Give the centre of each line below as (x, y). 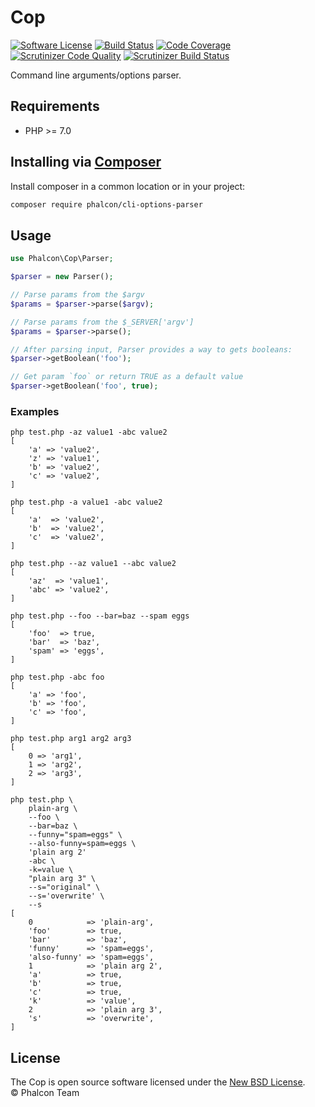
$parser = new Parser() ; (62, 277)
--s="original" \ (64, 887)
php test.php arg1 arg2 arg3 (71, 739)
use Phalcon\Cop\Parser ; (62, 259)
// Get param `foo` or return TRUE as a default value (127, 377)
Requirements (55, 106)
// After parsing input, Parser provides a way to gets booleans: (151, 349)
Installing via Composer (86, 162)
